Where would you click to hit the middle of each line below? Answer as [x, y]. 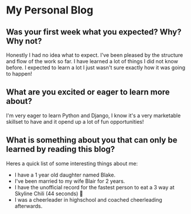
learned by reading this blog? [61, 149]
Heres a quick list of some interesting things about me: [72, 163]
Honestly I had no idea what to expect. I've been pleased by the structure [95, 55]
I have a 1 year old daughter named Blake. [65, 175]
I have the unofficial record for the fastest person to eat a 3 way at [94, 187]
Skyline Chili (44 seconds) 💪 [49, 193]
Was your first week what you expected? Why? [94, 32]
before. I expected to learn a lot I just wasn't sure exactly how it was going [96, 67]
